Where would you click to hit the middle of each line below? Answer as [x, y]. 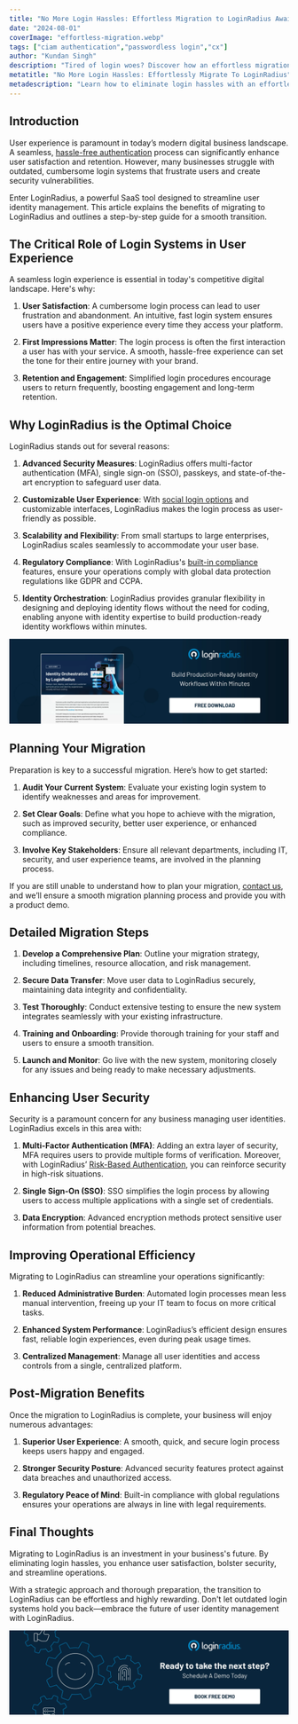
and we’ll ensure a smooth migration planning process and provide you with [147, 895]
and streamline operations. [58, 1572]
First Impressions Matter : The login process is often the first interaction [153, 342]
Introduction [44, 121]
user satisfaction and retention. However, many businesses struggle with [142, 161]
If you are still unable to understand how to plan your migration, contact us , [146, 886]
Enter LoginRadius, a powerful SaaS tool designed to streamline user [134, 197]
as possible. [74, 518]
